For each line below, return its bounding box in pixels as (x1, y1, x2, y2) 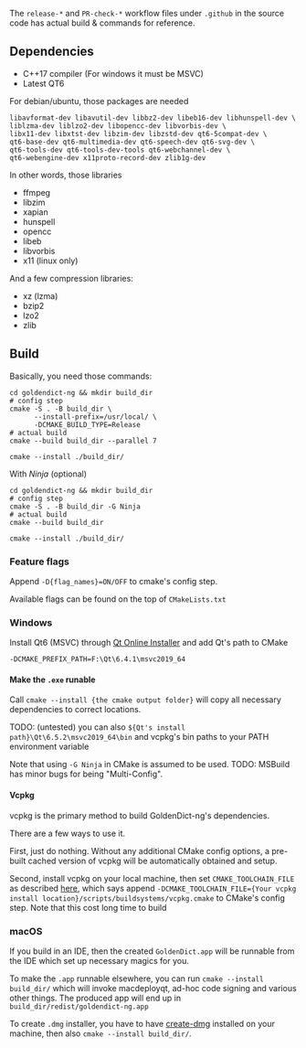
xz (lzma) (22, 290, 58, 301)
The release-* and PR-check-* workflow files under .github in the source (9, 8, 285, 18)
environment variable (9, 741, 90, 753)
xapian (22, 206, 48, 218)
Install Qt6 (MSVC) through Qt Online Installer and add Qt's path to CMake (9, 637, 289, 648)
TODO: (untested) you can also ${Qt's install (9, 722, 185, 733)
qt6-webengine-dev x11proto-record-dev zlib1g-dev (9, 153, 206, 163)
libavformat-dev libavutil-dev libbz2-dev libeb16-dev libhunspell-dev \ (9, 113, 297, 123)
